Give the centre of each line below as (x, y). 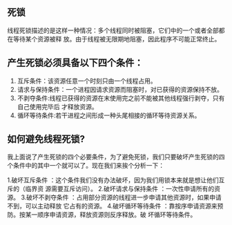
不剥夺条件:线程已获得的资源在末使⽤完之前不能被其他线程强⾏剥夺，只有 (121, 98)
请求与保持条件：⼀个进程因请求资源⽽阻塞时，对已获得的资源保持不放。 (120, 89)
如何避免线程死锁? (46, 139)
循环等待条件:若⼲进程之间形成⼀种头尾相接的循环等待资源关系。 (109, 115)
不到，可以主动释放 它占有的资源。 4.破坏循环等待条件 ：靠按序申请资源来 (112, 206)
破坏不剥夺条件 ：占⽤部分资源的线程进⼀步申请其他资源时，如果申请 (124, 197)
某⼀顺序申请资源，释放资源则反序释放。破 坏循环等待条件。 (111, 215)
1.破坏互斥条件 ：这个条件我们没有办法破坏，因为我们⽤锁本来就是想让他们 (113, 180)
